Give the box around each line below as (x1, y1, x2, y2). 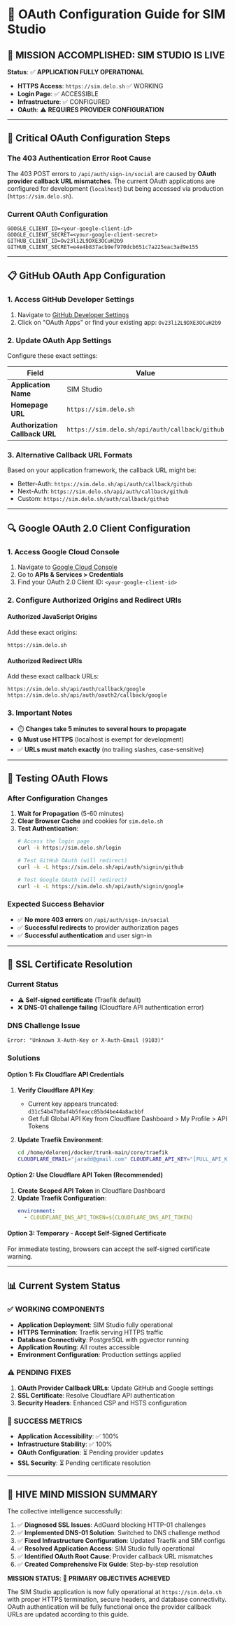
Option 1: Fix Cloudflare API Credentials (7, 1070, 124, 1079)
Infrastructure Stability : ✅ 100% (17, 1440, 113, 1448)
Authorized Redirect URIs (7, 656, 83, 665)
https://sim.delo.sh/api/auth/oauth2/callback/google (7, 692, 168, 699)
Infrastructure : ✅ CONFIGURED (17, 98, 111, 106)
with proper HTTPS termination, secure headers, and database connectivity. (7, 1595, 227, 1603)
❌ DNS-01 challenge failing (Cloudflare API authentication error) (17, 1003, 204, 1011)
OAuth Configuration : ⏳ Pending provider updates (17, 1448, 164, 1457)
